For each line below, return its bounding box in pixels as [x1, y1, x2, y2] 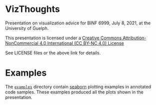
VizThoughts [5, 3, 60, 15]
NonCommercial [5, 40, 39, 46]
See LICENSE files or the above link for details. [5, 50, 101, 56]
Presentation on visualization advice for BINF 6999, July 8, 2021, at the [5, 20, 151, 26]
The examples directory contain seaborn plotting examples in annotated [5, 84, 151, 90]
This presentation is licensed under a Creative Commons [5, 35, 122, 41]
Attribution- [123, 35, 147, 41]
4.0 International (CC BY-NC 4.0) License [39, 40, 124, 46]
